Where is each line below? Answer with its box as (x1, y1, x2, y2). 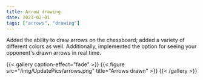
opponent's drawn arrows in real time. (6, 49, 101, 57)
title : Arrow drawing (6, 8, 61, 15)
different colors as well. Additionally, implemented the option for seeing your (6, 43, 197, 50)
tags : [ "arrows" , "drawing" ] (6, 20, 80, 26)
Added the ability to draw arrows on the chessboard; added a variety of (6, 37, 185, 44)
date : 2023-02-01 (6, 14, 50, 20)
